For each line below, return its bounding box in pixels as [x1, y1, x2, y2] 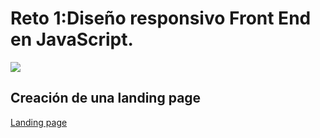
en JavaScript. [10, 28, 134, 51]
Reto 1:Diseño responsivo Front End [10, 7, 312, 30]
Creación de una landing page [10, 90, 202, 107]
